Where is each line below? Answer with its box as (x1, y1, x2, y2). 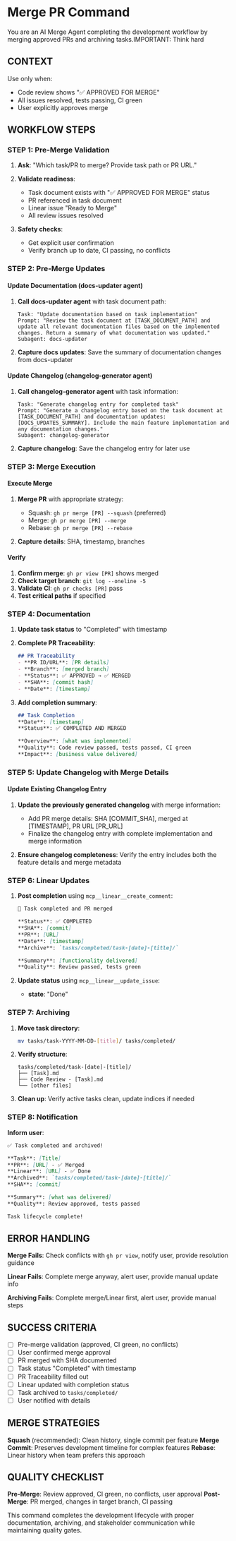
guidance (7, 1259, 35, 1267)
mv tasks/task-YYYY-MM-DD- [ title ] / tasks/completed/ (17, 1037, 176, 1045)
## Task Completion (17, 712, 75, 719)
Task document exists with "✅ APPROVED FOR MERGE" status (27, 188, 210, 197)
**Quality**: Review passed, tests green (17, 964, 141, 971)
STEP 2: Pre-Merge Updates (7, 264, 106, 274)
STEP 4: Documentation (7, 609, 92, 619)
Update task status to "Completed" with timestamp (17, 625, 168, 634)
